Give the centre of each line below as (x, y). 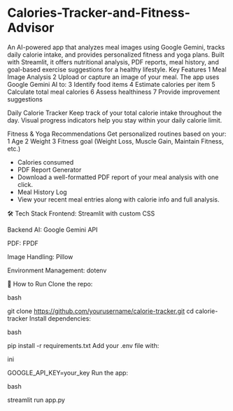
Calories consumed (45, 162)
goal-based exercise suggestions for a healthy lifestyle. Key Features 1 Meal (117, 69)
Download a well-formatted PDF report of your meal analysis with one (118, 177)
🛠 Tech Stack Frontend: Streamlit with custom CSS (81, 213)
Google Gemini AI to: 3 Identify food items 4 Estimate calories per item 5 (111, 84)
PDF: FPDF (23, 243)
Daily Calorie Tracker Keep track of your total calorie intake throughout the (115, 113)
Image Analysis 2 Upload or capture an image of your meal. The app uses (113, 77)
